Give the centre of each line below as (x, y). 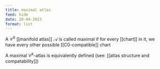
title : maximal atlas (28, 10)
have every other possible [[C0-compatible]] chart (58, 45)
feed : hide (17, 15)
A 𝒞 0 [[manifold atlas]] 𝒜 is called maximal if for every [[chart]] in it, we (80, 39)
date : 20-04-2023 (24, 19)
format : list (19, 24)
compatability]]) (22, 61)
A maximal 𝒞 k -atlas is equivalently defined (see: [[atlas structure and (77, 55)
